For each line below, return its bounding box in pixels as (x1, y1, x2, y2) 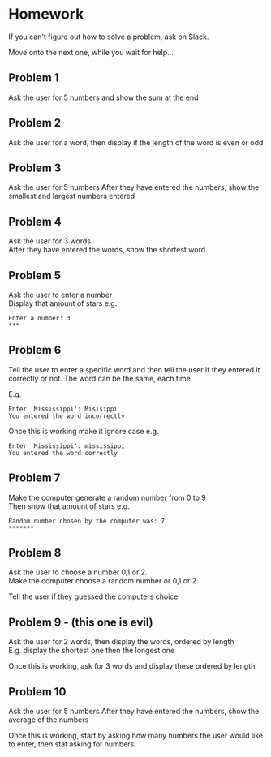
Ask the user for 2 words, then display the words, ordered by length (8, 637, 234, 647)
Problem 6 (8, 343, 62, 357)
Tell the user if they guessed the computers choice (8, 591, 179, 601)
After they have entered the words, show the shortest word (8, 245, 206, 255)
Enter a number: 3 (8, 314, 71, 322)
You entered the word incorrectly (8, 411, 126, 420)
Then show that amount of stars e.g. (8, 501, 130, 511)
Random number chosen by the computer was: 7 (8, 517, 165, 525)
